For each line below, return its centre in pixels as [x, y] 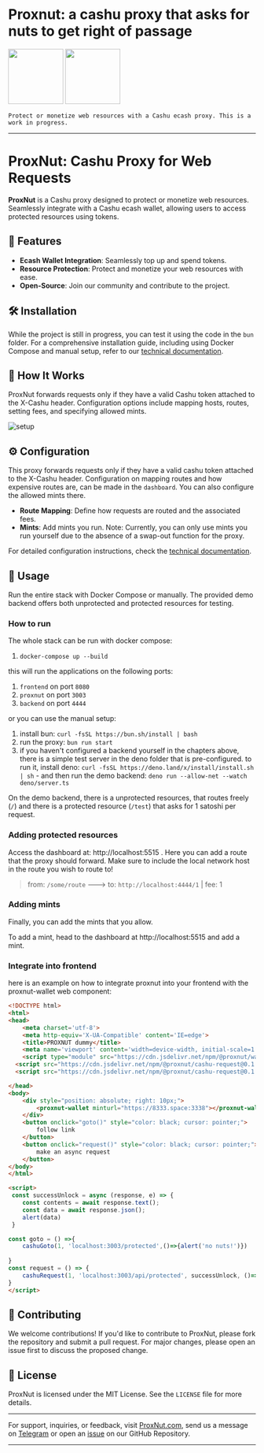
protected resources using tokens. [64, 216]
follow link [56, 1130]
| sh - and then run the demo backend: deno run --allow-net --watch [133, 776]
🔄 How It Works [46, 375]
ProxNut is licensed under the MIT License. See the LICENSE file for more [125, 1394]
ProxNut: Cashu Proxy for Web [110, 161]
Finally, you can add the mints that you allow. [81, 922]
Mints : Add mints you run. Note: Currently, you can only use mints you [133, 528]
